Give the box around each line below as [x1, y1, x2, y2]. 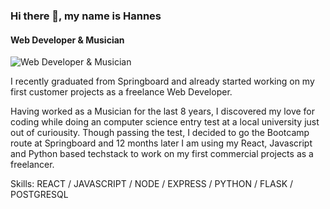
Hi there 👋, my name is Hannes [10, 9, 162, 23]
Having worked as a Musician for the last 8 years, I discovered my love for [10, 105, 316, 118]
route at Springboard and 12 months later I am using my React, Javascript [10, 137, 313, 149]
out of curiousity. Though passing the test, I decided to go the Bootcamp [10, 127, 310, 139]
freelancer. [10, 159, 55, 171]
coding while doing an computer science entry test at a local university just [10, 116, 320, 128]
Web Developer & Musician [10, 34, 125, 46]
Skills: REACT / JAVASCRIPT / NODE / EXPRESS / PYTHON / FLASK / [10, 178, 294, 190]
